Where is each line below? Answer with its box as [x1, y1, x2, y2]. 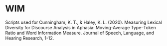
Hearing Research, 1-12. [5, 35, 54, 41]
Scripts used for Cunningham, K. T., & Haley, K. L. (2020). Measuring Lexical [5, 19, 162, 25]
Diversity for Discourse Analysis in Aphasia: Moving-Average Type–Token [5, 24, 156, 30]
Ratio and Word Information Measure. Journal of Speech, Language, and [5, 30, 155, 36]
